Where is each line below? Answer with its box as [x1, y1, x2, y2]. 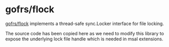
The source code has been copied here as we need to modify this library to [5, 30, 164, 36]
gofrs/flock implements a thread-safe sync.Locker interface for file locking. [5, 20, 164, 27]
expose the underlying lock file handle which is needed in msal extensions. [5, 36, 163, 42]
